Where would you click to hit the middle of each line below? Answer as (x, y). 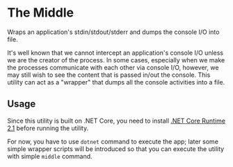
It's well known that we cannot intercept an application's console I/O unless (115, 53)
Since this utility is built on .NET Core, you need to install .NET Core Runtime (116, 121)
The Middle (41, 13)
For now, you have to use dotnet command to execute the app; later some (113, 141)
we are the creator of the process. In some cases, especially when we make (116, 60)
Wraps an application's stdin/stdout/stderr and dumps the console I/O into (113, 32)
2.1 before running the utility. (48, 128)
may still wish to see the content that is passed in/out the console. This (109, 75)
